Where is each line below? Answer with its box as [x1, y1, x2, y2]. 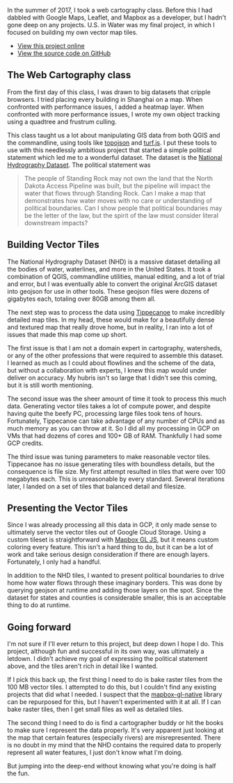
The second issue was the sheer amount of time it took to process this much [7, 394, 227, 403]
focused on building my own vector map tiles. [7, 28, 138, 36]
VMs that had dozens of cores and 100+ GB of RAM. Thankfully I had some [7, 431, 223, 440]
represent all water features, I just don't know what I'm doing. [7, 748, 183, 756]
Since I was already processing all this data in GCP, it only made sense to [7, 521, 217, 529]
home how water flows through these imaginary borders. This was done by [7, 579, 223, 587]
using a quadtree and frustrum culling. [7, 117, 117, 126]
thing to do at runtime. [7, 601, 71, 609]
